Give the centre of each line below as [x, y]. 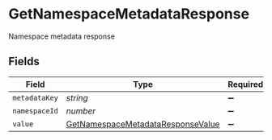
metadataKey [36, 98]
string [77, 97]
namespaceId [36, 111]
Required [246, 84]
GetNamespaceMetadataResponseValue [143, 124]
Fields [24, 62]
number [81, 111]
